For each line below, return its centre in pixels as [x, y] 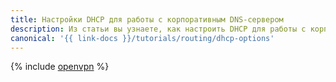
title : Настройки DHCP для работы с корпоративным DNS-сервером [147, 19]
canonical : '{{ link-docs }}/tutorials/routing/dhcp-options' [142, 38]
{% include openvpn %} [60, 67]
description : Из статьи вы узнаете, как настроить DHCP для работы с [158, 29]
